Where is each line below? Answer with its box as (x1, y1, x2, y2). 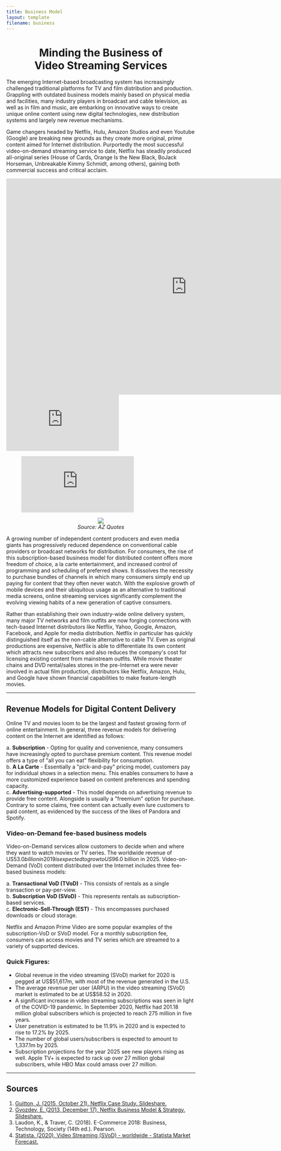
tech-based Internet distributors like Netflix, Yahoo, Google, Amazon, (6, 623, 177, 630)
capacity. (6, 782, 29, 790)
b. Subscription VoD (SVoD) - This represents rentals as (6, 893, 146, 900)
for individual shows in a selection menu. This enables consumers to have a (6, 770, 193, 777)
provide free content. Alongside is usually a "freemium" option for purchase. (6, 795, 195, 802)
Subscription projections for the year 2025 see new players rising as (14, 1048, 184, 1055)
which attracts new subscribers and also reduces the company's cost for (6, 649, 187, 656)
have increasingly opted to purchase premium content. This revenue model (6, 751, 192, 758)
